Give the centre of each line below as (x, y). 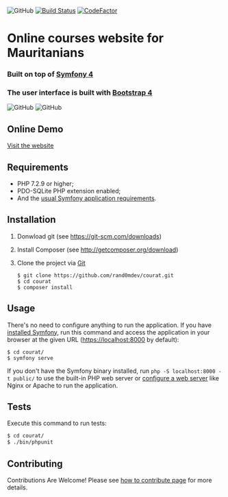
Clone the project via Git (51, 263)
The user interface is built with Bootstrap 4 (80, 93)
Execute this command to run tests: (57, 423)
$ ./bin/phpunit (30, 442)
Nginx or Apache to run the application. (63, 385)
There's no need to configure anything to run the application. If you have (110, 325)
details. (17, 487)
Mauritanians (46, 53)
